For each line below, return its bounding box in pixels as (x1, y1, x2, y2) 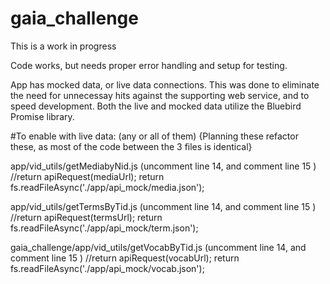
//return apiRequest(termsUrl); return (10, 211, 163, 223)
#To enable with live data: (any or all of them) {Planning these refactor (10, 130, 299, 142)
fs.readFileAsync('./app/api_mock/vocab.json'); (10, 262, 205, 274)
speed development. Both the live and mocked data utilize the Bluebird (10, 100, 302, 112)
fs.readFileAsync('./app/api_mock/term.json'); (10, 222, 199, 234)
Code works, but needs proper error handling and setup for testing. (10, 59, 288, 71)
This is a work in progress (10, 40, 117, 52)
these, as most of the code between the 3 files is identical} (10, 140, 253, 152)
